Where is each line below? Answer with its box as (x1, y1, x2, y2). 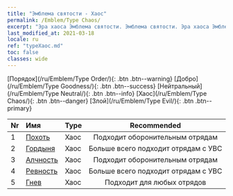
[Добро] (174, 74, 199, 83)
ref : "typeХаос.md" (7, 42, 64, 49)
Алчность (25, 154, 58, 164)
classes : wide (7, 56, 49, 63)
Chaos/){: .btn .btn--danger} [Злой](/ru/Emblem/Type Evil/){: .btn (7, 97, 194, 105)
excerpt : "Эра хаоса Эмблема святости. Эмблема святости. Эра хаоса (7, 23, 209, 30)
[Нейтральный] (157, 81, 202, 90)
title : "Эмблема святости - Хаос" (7, 10, 107, 17)
